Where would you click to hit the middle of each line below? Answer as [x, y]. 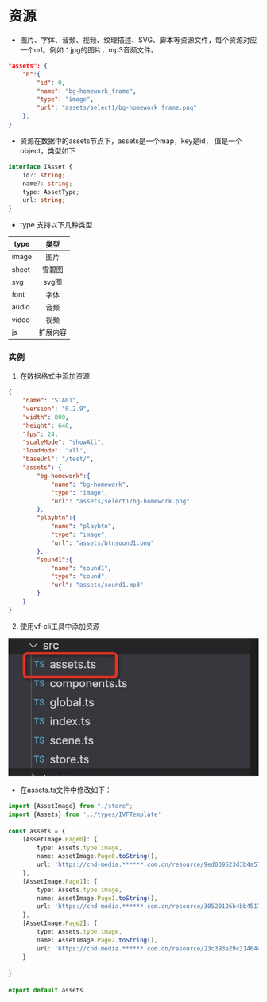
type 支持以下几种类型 [56, 225]
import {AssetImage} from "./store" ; [71, 806]
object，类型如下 [47, 150]
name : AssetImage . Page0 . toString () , [97, 856]
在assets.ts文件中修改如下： [66, 790]
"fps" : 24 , [41, 434]
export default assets [46, 991]
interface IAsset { [41, 167]
